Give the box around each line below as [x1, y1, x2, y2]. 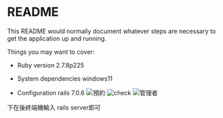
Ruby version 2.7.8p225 [17, 61, 85, 69]
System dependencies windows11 [17, 74, 113, 83]
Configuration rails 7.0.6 [17, 88, 85, 97]
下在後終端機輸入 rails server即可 [7, 103, 101, 111]
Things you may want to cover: [7, 48, 95, 56]
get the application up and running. [7, 34, 107, 42]
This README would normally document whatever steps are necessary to [7, 27, 216, 35]
